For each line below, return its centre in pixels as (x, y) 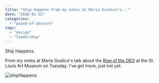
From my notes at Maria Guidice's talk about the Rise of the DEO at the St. (80, 60)
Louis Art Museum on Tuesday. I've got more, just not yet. (63, 66)
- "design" (21, 32)
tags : (11, 28)
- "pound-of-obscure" (32, 23)
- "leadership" (25, 37)
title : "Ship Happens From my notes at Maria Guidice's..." (68, 10)
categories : (17, 19)
